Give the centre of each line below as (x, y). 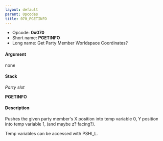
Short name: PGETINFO (36, 38)
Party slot (15, 87)
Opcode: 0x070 (28, 33)
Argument (16, 54)
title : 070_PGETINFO (26, 19)
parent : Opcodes (22, 14)
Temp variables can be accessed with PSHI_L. (52, 133)
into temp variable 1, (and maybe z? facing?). (50, 124)
